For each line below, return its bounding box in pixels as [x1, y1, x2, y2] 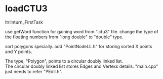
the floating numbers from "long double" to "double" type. [5, 34, 123, 40]
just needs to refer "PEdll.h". [5, 68, 63, 74]
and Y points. [5, 49, 32, 54]
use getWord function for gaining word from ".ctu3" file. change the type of [5, 28, 159, 34]
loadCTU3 [5, 3, 48, 14]
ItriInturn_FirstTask [5, 19, 43, 25]
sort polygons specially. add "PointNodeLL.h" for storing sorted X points [5, 43, 152, 49]
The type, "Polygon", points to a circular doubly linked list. [5, 58, 123, 64]
